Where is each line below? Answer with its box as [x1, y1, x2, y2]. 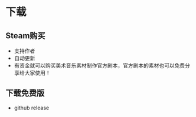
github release [14, 104, 50, 111]
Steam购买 [5, 31, 45, 41]
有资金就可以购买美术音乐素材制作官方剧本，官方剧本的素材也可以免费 [14, 62, 185, 69]
